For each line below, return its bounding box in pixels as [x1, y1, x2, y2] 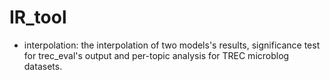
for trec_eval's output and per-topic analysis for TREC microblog [23, 49, 290, 61]
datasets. [23, 60, 63, 72]
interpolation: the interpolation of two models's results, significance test [23, 39, 321, 51]
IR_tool [9, 6, 67, 29]
